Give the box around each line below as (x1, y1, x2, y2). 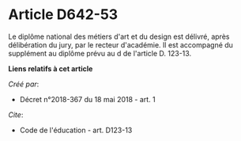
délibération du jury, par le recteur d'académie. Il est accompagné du (8, 40, 233, 49)
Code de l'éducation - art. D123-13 (19, 125, 133, 135)
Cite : (8, 109, 24, 120)
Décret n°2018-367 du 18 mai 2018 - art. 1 (19, 94, 156, 104)
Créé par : (8, 79, 40, 89)
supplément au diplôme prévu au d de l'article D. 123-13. (8, 48, 192, 58)
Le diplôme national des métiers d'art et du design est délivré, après (8, 32, 230, 41)
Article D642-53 (8, 6, 119, 24)
